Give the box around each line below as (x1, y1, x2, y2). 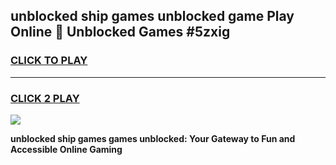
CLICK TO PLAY (10, 54, 88, 68)
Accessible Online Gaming (10, 143, 123, 155)
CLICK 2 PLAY (10, 91, 80, 105)
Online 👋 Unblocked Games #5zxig (10, 24, 231, 41)
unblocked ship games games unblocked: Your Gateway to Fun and (10, 132, 296, 144)
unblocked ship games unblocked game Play (10, 8, 295, 25)
